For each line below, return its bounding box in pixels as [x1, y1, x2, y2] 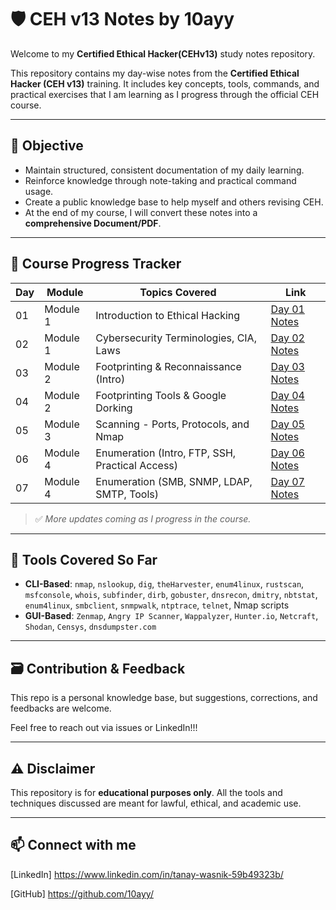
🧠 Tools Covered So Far [10, 551, 158, 568]
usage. [24, 185, 54, 197]
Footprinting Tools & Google [95, 388, 227, 402]
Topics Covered [139, 285, 217, 299]
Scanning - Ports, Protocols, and [95, 417, 250, 431]
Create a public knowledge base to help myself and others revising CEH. [24, 196, 324, 208]
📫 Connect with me [10, 837, 137, 854]
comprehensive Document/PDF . [24, 217, 162, 229]
